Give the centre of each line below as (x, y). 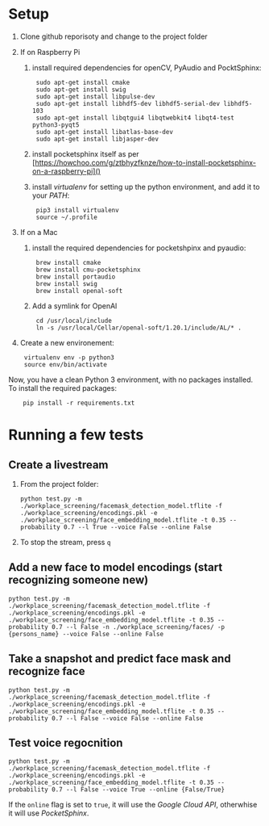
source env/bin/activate (65, 364)
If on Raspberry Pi (50, 52)
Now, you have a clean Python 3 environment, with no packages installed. (131, 379)
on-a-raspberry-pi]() (66, 171)
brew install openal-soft (79, 291)
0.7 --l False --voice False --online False (127, 718)
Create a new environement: (67, 342)
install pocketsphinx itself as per (85, 153)
